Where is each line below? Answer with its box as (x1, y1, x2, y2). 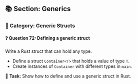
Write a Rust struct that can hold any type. (5, 48, 92, 54)
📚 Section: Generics (5, 5, 71, 13)
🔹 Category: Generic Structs (5, 22, 75, 29)
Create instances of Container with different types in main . (12, 63, 132, 69)
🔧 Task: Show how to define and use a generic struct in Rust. (5, 73, 131, 79)
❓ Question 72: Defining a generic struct (5, 35, 90, 41)
